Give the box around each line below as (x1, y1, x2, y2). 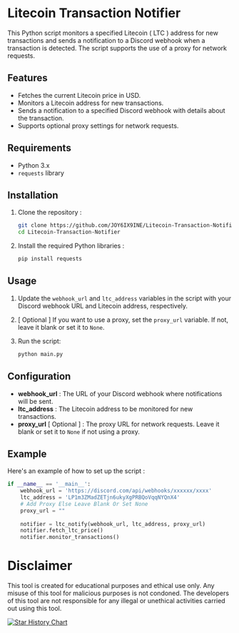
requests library (17, 168, 64, 177)
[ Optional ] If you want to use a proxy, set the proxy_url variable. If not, (17, 315, 229, 324)
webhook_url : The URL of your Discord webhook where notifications (17, 389, 223, 397)
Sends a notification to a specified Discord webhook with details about (17, 106, 226, 115)
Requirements (7, 142, 71, 154)
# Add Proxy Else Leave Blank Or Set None (20, 500, 148, 507)
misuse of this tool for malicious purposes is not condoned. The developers (7, 589, 230, 597)
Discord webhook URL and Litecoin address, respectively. (17, 301, 188, 310)
